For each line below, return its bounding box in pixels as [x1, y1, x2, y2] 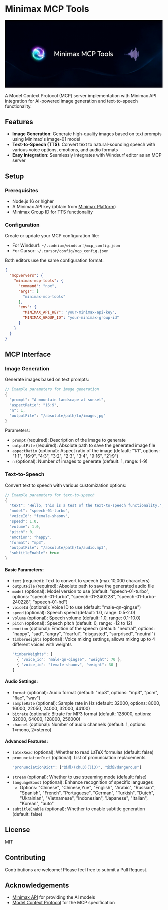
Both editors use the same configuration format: [5, 257, 104, 263]
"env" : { [18, 305, 37, 310]
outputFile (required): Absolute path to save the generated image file [12, 442, 156, 448]
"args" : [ [18, 289, 39, 294]
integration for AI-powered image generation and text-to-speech [5, 98, 138, 104]
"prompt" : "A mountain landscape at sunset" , [9, 397, 106, 402]
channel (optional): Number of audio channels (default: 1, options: [12, 721, 147, 727]
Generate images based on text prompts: [5, 376, 89, 383]
